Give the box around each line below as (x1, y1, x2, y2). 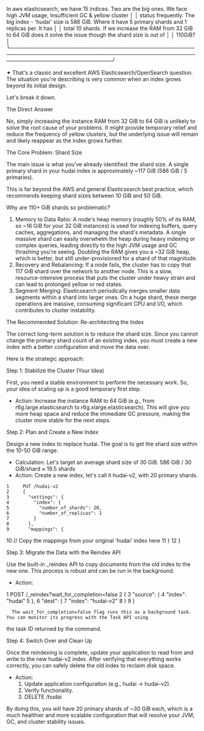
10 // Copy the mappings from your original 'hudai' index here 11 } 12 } (6, 537, 181, 544)
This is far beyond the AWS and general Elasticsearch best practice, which (6, 186, 194, 193)
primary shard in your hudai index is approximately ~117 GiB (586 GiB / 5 (6, 167, 188, 174)
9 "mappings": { (6, 526, 64, 532)
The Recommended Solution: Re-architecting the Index (6, 318, 144, 326)
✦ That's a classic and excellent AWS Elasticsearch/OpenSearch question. (6, 69, 193, 76)
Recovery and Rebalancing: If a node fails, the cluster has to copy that (15, 261, 191, 268)
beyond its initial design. (6, 82, 68, 89)
